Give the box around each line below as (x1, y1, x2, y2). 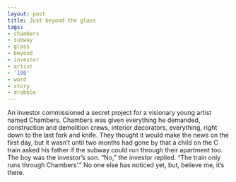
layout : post (7, 10, 46, 18)
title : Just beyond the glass (7, 17, 97, 24)
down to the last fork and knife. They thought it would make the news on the (7, 131, 230, 140)
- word (7, 75, 27, 83)
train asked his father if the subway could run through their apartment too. (7, 146, 223, 154)
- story (7, 83, 30, 90)
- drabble (7, 89, 37, 96)
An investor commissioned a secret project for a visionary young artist (7, 109, 212, 117)
